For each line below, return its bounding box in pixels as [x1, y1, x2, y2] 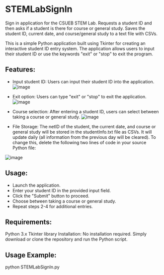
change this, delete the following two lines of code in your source [12, 139, 147, 145]
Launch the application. [12, 182, 61, 188]
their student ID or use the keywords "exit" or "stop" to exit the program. [5, 51, 153, 57]
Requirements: [5, 218, 52, 226]
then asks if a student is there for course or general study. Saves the [5, 25, 146, 31]
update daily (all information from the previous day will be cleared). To [12, 134, 156, 140]
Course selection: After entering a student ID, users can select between [12, 108, 159, 114]
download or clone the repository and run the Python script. [5, 236, 128, 243]
